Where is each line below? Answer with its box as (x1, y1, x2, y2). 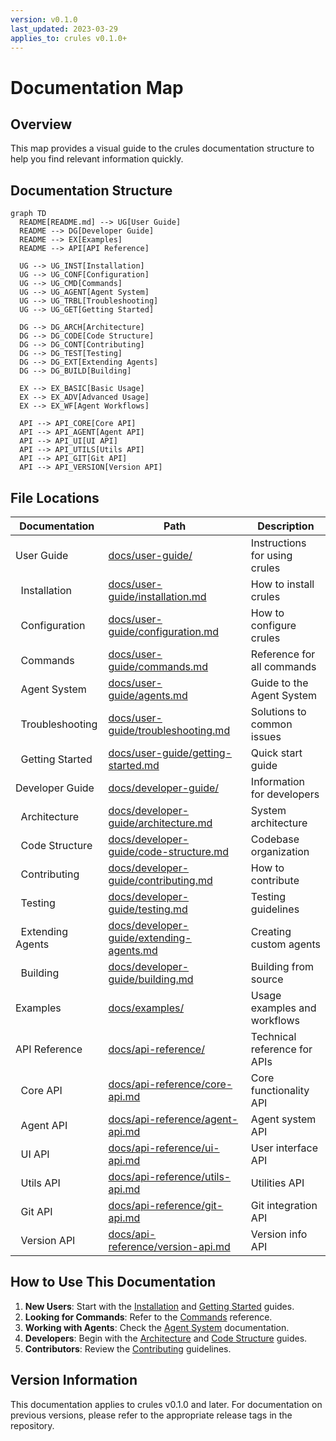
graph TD (10, 209, 47, 219)
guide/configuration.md (108, 625, 220, 638)
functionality (250, 1084, 310, 1097)
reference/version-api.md (108, 1240, 231, 1253)
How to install (250, 577, 315, 591)
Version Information (10, 1372, 138, 1389)
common (250, 717, 293, 731)
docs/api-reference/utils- (108, 1170, 232, 1183)
